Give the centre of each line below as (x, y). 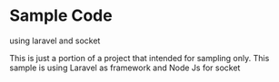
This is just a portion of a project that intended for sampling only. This (139, 58)
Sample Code (61, 16)
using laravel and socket (55, 41)
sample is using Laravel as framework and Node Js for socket (125, 68)
